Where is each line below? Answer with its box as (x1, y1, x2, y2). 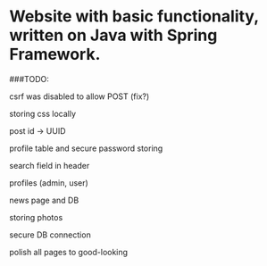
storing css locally (9, 108, 77, 119)
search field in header (9, 160, 90, 170)
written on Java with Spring (9, 25, 218, 46)
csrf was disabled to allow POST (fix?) (9, 91, 150, 102)
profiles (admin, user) (9, 177, 89, 188)
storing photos (9, 212, 63, 222)
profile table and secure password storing (9, 143, 163, 154)
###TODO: (9, 73, 49, 84)
